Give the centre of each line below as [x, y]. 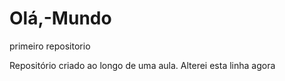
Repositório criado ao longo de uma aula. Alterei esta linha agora [142, 65]
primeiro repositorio [50, 46]
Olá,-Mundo [60, 18]
